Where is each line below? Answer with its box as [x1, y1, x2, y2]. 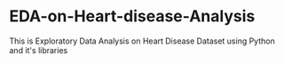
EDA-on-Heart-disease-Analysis [9, 6, 256, 27]
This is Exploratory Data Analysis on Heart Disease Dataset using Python [9, 35, 275, 46]
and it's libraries [9, 44, 68, 55]
